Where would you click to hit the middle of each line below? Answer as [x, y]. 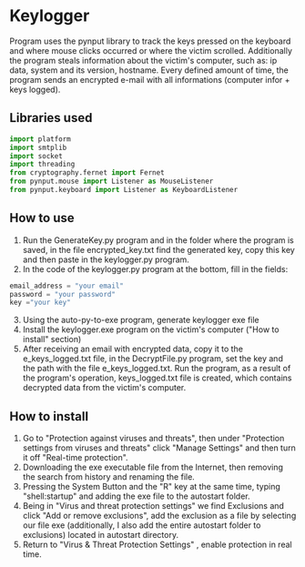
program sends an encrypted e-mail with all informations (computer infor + [150, 79]
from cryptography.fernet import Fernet [87, 173]
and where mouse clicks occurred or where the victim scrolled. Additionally [151, 50]
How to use [42, 218]
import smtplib [38, 147]
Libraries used [51, 118]
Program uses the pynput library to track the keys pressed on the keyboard [150, 41]
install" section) [52, 339]
